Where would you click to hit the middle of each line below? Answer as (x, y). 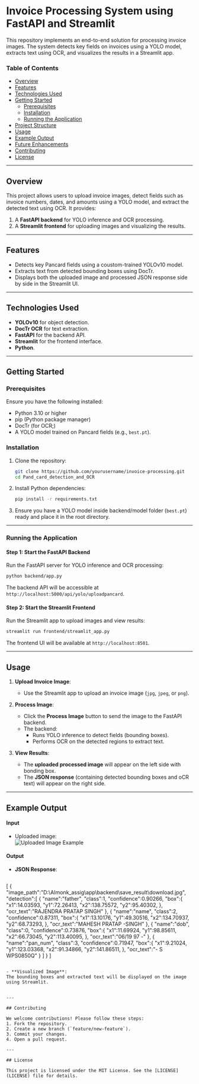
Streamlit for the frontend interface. (58, 341)
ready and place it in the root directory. (62, 517)
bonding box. (40, 771)
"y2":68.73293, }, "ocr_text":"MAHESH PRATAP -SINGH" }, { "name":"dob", (98, 924)
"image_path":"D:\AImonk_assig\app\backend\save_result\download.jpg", (96, 892)
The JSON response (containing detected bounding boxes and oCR (106, 777)
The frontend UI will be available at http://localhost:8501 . (78, 643)
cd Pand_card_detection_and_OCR (54, 477)
